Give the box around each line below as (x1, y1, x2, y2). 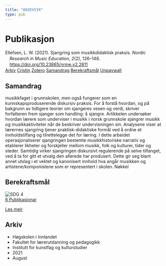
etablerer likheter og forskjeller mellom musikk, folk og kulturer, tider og (5, 142, 151, 148)
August (12, 255, 27, 261)
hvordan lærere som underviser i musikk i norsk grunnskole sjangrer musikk (5, 116, 160, 122)
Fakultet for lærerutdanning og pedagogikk (12, 239, 100, 245)
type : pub (5, 12, 26, 17)
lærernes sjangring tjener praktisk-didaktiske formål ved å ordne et (5, 126, 142, 132)
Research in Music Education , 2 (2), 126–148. (9, 56, 101, 62)
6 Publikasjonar (5, 196, 37, 202)
